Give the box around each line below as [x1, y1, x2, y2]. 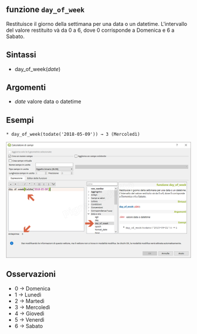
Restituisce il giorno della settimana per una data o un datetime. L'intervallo [6, 20, 188, 27]
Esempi [6, 115, 34, 125]
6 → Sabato [14, 322, 43, 329]
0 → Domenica [14, 285, 51, 292]
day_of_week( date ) [14, 65, 61, 72]
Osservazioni [6, 269, 56, 279]
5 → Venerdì [14, 316, 45, 323]
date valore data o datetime [14, 98, 81, 105]
